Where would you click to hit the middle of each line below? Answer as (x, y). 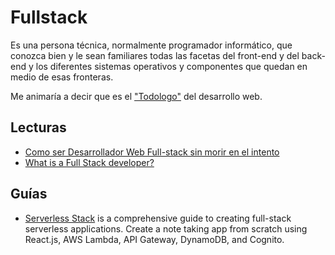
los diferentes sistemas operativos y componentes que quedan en (171, 66)
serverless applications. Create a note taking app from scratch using (166, 228)
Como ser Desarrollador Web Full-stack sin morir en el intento (152, 152)
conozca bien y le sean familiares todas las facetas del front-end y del (155, 55)
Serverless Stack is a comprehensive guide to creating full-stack (158, 218)
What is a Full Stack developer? (89, 162)
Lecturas (38, 127)
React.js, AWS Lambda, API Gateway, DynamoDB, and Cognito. (154, 239)
